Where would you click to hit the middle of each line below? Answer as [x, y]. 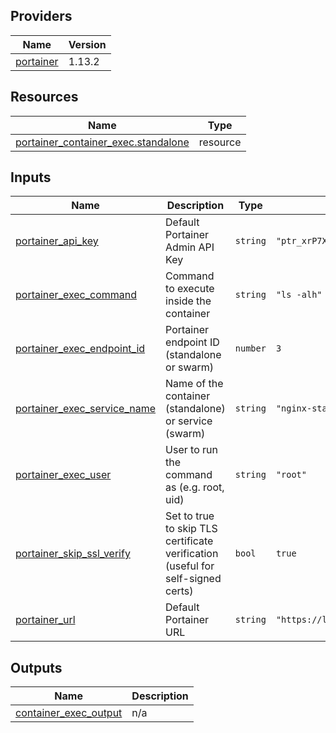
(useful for [190, 566]
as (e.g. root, [195, 487]
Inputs [31, 177]
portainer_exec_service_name [86, 409]
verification [192, 554]
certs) [179, 591]
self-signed [193, 579]
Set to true [190, 516]
